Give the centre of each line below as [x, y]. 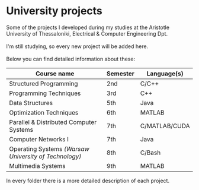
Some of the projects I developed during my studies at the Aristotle [88, 27]
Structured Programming [44, 83]
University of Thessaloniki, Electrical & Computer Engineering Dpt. [87, 33]
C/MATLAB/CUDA [165, 126]
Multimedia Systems [37, 166]
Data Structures [31, 103]
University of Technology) [45, 156]
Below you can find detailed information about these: [70, 59]
